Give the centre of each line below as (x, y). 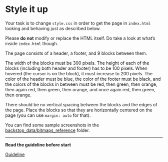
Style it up (27, 9)
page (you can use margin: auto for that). (48, 115)
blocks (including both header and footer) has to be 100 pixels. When (76, 68)
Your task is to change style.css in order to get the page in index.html (78, 23)
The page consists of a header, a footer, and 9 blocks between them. (76, 53)
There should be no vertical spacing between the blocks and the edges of (81, 104)
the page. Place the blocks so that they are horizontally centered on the (79, 110)
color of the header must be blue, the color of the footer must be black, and (83, 79)
